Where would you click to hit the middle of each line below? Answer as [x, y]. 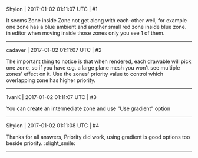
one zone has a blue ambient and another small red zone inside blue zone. [96, 27]
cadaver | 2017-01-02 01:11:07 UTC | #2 [54, 50]
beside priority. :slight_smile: [41, 143]
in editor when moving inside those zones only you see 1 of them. [85, 33]
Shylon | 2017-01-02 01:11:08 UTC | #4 [53, 126]
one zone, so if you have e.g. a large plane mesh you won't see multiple [93, 68]
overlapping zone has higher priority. [51, 80]
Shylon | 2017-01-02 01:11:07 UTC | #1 [52, 9]
